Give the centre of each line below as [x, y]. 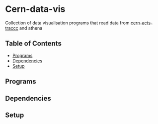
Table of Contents [34, 44]
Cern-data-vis [35, 9]
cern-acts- [142, 23]
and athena [31, 28]
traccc [12, 28]
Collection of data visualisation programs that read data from [67, 23]
